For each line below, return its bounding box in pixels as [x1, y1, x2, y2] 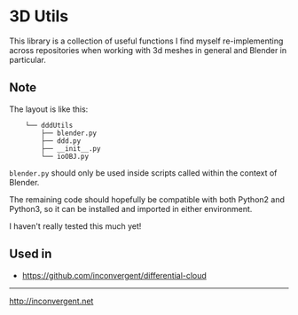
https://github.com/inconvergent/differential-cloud [21, 270, 207, 280]
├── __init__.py [41, 144, 101, 153]
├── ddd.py [41, 136, 82, 146]
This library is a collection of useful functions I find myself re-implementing [9, 35, 284, 46]
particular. [9, 54, 46, 65]
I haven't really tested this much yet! [9, 220, 142, 232]
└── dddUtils [25, 121, 74, 130]
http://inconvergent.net [9, 295, 94, 306]
